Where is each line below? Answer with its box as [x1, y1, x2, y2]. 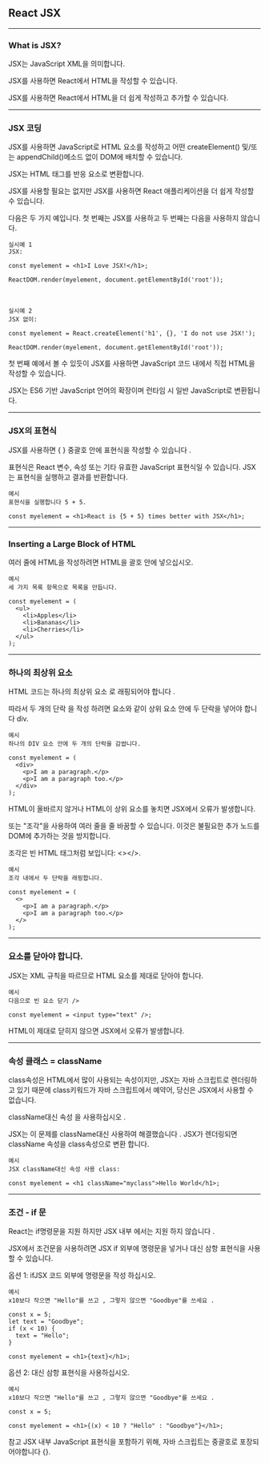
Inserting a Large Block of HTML [8, 538, 136, 549]
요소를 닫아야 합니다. [8, 951, 83, 962]
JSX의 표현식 [8, 425, 58, 436]
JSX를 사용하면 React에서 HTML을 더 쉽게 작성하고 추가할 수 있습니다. [8, 93, 229, 103]
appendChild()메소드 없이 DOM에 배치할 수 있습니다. [16, 152, 183, 162]
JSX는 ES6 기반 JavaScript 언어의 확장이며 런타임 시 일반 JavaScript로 [8, 386, 233, 395]
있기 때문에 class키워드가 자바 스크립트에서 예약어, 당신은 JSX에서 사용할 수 [16, 1085, 255, 1094]
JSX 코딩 [8, 123, 42, 134]
